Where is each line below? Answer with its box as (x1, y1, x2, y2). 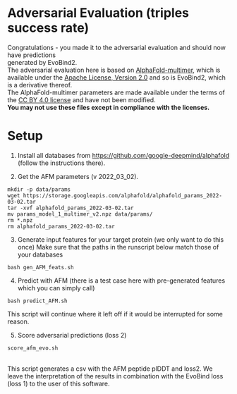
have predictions (7, 51, 56, 59)
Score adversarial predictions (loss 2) (17, 331, 127, 339)
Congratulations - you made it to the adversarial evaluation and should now (7, 43, 226, 51)
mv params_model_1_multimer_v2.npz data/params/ (7, 210, 153, 218)
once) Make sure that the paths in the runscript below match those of (17, 242, 219, 251)
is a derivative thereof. (7, 80, 73, 89)
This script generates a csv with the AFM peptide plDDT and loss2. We (7, 364, 213, 373)
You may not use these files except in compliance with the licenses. (7, 103, 210, 111)
